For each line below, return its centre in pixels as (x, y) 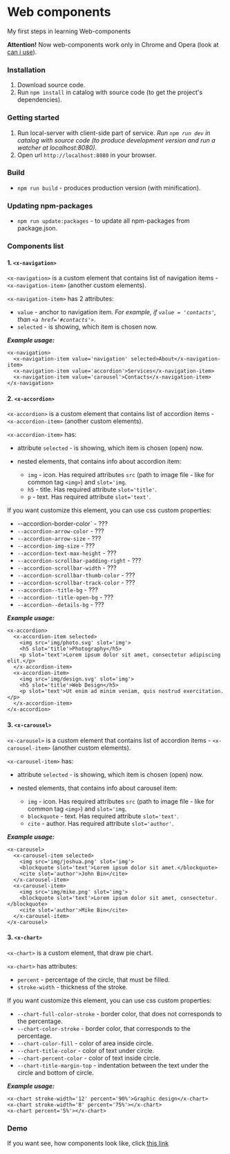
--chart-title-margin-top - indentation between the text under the (113, 1065)
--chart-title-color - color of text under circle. (86, 1050)
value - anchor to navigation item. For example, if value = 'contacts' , (116, 312)
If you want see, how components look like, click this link (88, 1144)
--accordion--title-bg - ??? (57, 590)
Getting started (33, 118)
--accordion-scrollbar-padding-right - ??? (79, 561)
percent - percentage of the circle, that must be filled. (94, 980)
